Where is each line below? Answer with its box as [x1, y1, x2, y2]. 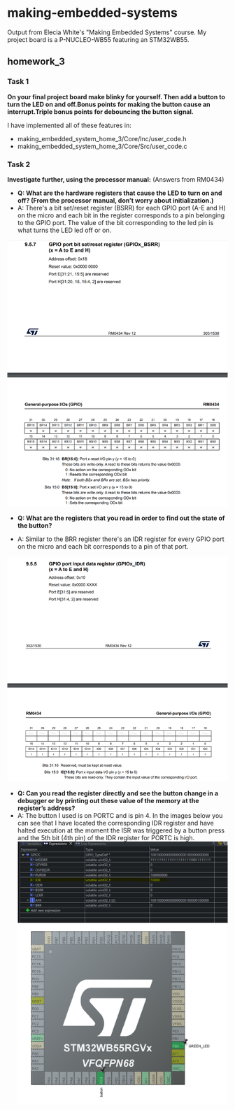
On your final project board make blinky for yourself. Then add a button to [7, 92, 226, 101]
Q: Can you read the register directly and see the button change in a [17, 788, 219, 798]
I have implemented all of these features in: [7, 121, 131, 129]
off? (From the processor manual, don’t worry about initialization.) [17, 196, 214, 204]
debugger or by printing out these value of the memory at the [17, 796, 199, 805]
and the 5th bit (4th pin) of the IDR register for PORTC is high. [17, 833, 194, 842]
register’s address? [17, 804, 76, 812]
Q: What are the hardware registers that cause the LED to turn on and [17, 189, 222, 197]
